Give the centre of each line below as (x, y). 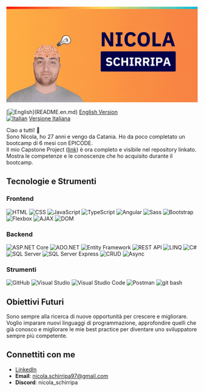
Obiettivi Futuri (35, 302)
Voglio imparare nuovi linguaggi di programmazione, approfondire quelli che (101, 323)
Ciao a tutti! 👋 (23, 130)
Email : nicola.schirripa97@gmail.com (62, 376)
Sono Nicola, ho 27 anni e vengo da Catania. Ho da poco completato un (96, 137)
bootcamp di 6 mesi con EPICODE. (49, 143)
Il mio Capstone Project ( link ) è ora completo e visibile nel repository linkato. (101, 150)
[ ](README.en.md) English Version (62, 112)
